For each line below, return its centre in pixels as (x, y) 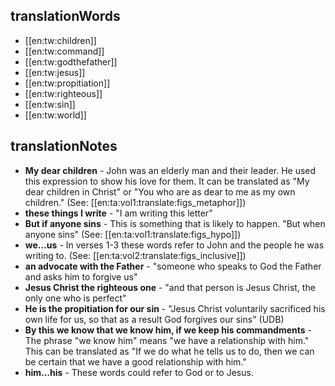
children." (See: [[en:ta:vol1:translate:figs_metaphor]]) (135, 202)
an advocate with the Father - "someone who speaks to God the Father (173, 266)
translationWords (65, 16)
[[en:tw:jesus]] (55, 72)
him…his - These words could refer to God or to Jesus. (139, 372)
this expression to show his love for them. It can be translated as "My (167, 181)
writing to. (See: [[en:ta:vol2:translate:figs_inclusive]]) (135, 255)
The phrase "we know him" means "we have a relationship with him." (167, 340)
